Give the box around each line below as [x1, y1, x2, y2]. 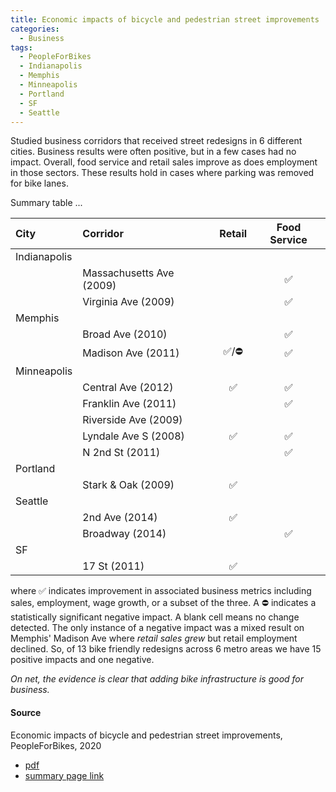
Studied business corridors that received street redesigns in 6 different [10, 135, 303, 147]
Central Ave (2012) [82, 381, 174, 395]
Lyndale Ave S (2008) [82, 429, 185, 443]
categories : [10, 24, 60, 34]
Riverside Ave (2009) [82, 413, 183, 427]
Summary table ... [10, 197, 83, 209]
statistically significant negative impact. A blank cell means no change [10, 611, 300, 623]
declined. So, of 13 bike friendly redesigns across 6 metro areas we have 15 [10, 643, 322, 655]
